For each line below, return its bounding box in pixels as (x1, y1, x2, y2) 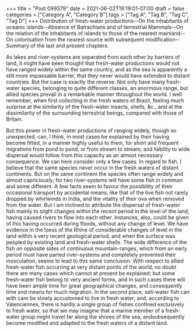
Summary (6, 42, 30, 49)
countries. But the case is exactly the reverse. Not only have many (6, 78, 165, 85)
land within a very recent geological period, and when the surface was (6, 233, 176, 239)
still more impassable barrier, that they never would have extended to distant (6, 72, 190, 79)
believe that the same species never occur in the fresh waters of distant (6, 164, 179, 171)
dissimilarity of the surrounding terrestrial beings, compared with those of (6, 109, 184, 116)
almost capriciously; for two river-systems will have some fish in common (6, 177, 183, 184)
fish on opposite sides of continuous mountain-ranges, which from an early (6, 245, 188, 252)
